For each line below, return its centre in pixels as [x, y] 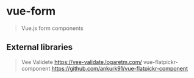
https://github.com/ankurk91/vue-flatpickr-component [120, 68]
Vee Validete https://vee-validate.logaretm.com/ [81, 62]
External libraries [40, 47]
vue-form [31, 11]
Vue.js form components [52, 28]
